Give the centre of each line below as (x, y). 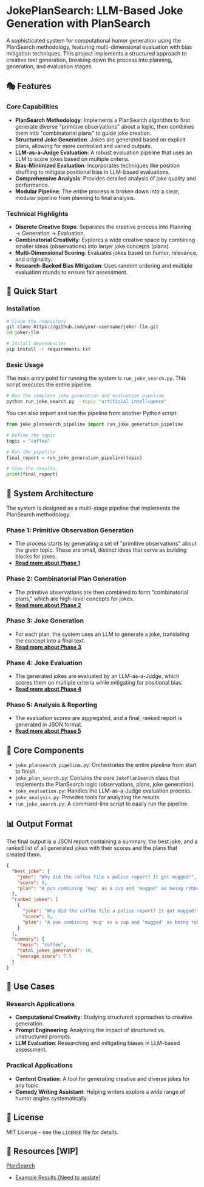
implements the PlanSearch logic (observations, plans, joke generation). (105, 785)
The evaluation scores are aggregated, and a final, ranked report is (98, 718)
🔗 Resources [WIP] (42, 1151)
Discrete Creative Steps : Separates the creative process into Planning (103, 227)
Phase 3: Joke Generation (45, 621)
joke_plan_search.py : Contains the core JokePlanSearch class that (97, 778)
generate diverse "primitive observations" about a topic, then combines (104, 126)
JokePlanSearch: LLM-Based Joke (95, 11)
